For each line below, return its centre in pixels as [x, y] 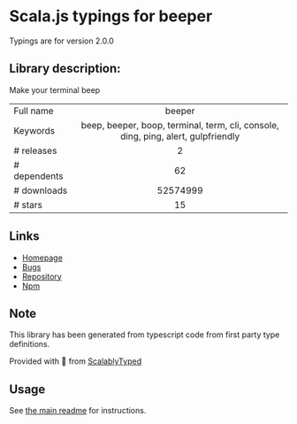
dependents [38, 176]
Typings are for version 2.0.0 [62, 41]
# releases [35, 150]
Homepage [42, 258]
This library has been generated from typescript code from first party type [145, 335]
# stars [28, 204]
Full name [34, 111]
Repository [42, 276]
